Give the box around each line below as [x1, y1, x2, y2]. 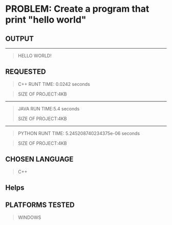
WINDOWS [17, 214, 41, 220]
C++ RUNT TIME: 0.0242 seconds [17, 81, 91, 87]
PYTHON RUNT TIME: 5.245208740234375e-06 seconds [17, 130, 140, 136]
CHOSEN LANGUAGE [5, 155, 74, 164]
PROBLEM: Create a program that [5, 3, 149, 15]
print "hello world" [5, 14, 87, 26]
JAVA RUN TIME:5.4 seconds [17, 105, 80, 111]
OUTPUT [5, 34, 34, 43]
